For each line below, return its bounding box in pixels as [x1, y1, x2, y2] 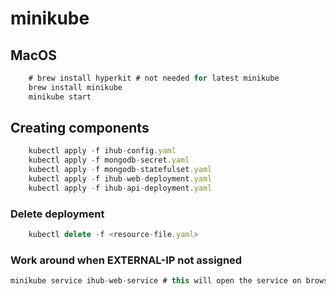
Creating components [10, 120, 150, 137]
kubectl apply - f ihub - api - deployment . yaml [28, 183, 213, 193]
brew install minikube [28, 82, 123, 92]
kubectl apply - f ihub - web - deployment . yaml [28, 174, 213, 184]
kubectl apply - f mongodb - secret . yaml [28, 155, 190, 166]
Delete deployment [10, 207, 105, 221]
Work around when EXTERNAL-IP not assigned [10, 253, 243, 267]
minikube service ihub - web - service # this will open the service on [10, 276, 302, 286]
